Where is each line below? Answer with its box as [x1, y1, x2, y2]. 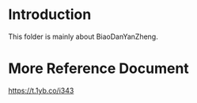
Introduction [8, 6, 92, 24]
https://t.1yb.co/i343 [8, 86, 74, 95]
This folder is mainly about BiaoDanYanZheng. [8, 32, 158, 41]
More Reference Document [8, 59, 190, 78]
